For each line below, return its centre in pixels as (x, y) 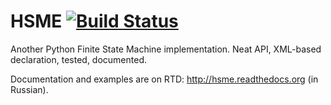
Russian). (29, 89)
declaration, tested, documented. (79, 59)
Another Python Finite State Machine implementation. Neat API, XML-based (166, 49)
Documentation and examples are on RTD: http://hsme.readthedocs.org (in (164, 79)
